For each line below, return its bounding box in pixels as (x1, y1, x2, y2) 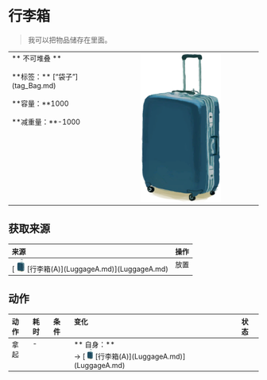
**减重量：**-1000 (11, 117, 81, 126)
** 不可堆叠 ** (11, 53, 62, 63)
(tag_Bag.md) (11, 80, 57, 90)
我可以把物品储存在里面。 (27, 35, 112, 45)
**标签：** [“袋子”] (11, 72, 79, 81)
